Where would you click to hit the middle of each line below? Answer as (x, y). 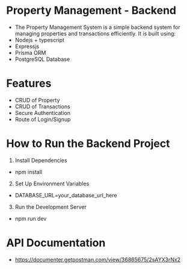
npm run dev (31, 218)
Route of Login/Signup (43, 119)
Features (29, 83)
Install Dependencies (41, 160)
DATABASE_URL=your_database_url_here (66, 195)
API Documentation (56, 243)
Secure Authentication (43, 113)
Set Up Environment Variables (52, 184)
